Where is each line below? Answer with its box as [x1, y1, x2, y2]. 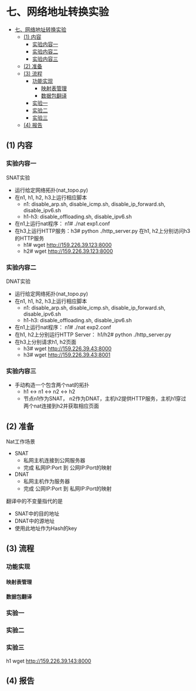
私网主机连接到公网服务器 [23, 457, 86, 464]
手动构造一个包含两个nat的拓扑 [14, 382, 90, 389]
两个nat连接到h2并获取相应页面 [23, 402, 100, 409]
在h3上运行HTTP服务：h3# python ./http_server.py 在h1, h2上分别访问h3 [14, 227, 191, 234]
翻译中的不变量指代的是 [6, 498, 63, 505]
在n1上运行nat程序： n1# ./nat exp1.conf [14, 220, 110, 227]
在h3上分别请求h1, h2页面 [14, 338, 76, 345]
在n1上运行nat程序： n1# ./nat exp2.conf [14, 323, 111, 331]
